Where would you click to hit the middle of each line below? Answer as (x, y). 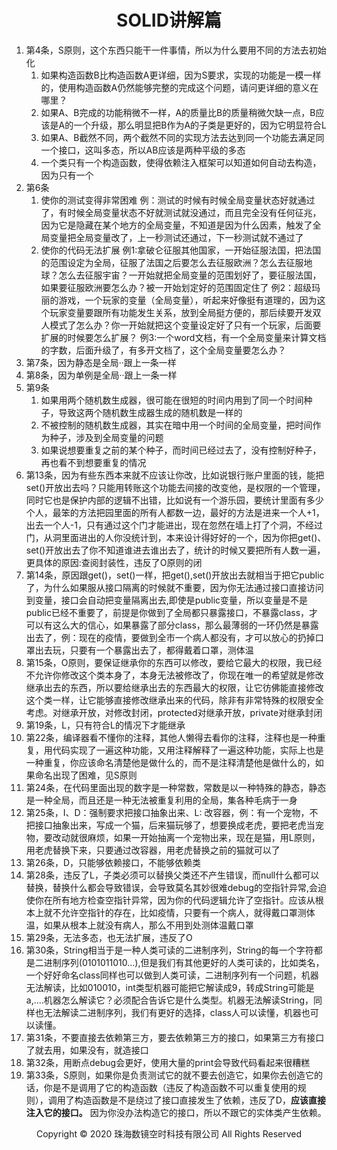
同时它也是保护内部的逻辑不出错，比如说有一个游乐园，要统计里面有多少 (174, 500)
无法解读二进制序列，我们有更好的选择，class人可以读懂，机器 (172, 1012)
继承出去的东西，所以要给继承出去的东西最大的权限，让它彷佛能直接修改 (174, 687)
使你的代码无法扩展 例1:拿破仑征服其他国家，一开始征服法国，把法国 (181, 250)
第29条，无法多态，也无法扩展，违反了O (109, 937)
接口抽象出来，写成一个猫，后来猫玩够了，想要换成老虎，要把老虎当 (175, 825)
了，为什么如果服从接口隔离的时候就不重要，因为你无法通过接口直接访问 (174, 587)
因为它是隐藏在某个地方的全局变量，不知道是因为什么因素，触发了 (176, 225)
